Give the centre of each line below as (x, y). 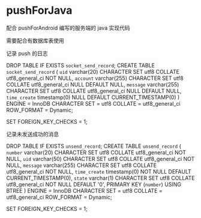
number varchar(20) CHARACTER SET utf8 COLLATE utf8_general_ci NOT (96, 152)
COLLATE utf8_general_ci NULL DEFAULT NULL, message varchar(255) (93, 84)
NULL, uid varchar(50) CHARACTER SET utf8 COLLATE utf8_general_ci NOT (100, 159)
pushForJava (39, 11)
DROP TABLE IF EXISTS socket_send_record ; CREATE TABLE (80, 65)
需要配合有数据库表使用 (35, 40)
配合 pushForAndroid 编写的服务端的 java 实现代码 (68, 28)
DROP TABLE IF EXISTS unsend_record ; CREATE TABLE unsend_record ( (94, 146)
